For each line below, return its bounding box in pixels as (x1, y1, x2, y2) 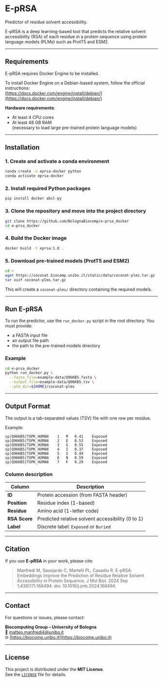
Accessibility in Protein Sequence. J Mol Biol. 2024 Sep (16, 578, 128, 584)
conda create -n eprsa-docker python (5, 169, 81, 174)
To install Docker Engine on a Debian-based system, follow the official (5, 80, 145, 86)
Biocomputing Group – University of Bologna (5, 624, 97, 630)
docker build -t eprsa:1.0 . (5, 246, 64, 251)
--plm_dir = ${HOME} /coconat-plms (9, 384, 75, 389)
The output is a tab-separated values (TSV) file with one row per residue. (5, 415, 151, 421)
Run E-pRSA (5, 305, 43, 313)
